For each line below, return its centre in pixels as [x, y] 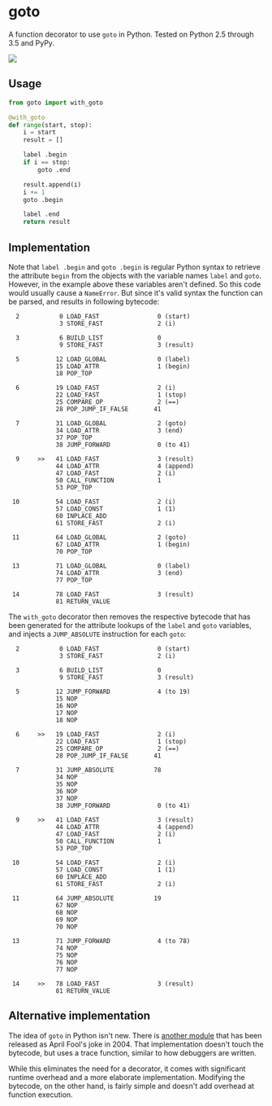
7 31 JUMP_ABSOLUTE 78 [89, 770]
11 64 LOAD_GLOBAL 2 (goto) [99, 537]
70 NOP [67, 927]
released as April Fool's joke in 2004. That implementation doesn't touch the [136, 1044]
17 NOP [67, 713]
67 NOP [67, 905]
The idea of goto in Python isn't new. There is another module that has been [135, 1035]
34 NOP [67, 777]
